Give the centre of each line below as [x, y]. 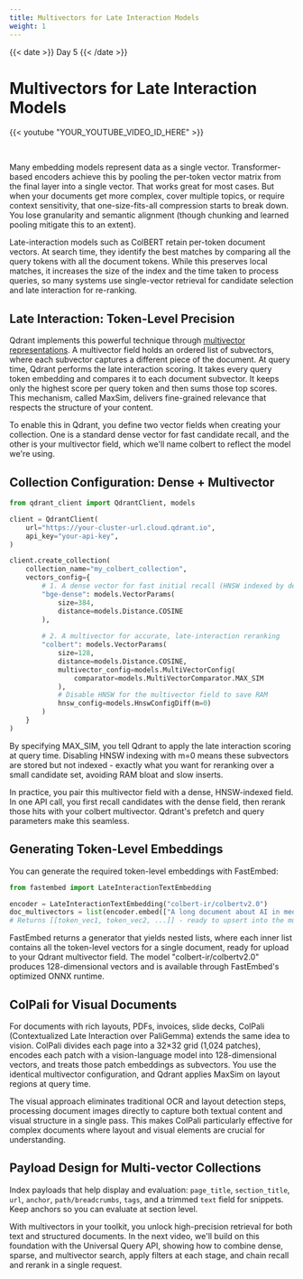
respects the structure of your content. [81, 408]
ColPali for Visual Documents [93, 1004]
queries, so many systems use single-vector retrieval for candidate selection [151, 281]
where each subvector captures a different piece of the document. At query [150, 360]
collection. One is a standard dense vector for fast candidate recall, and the [149, 435]
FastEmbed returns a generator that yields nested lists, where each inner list [151, 938]
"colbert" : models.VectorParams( [105, 645]
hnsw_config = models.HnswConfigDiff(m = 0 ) [134, 704]
